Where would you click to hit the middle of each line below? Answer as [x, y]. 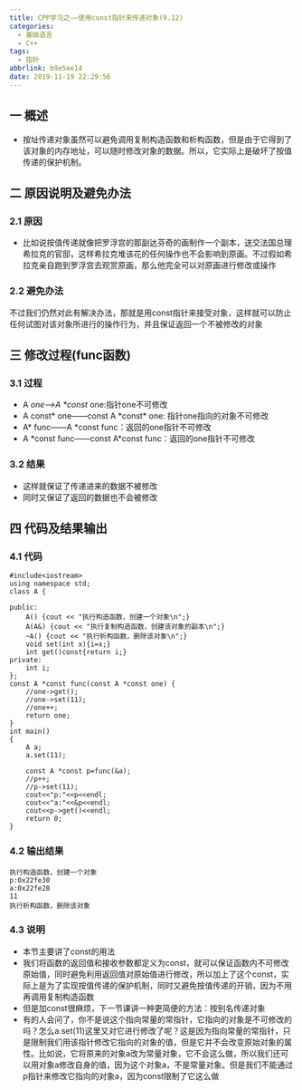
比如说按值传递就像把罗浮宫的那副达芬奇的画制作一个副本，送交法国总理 [157, 243]
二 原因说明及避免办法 [70, 193]
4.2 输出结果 [37, 851]
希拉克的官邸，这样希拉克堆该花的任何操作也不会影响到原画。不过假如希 [157, 254]
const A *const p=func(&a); [78, 771]
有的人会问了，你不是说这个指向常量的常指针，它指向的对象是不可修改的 [157, 1019]
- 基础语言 [35, 34]
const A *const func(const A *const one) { [93, 684]
